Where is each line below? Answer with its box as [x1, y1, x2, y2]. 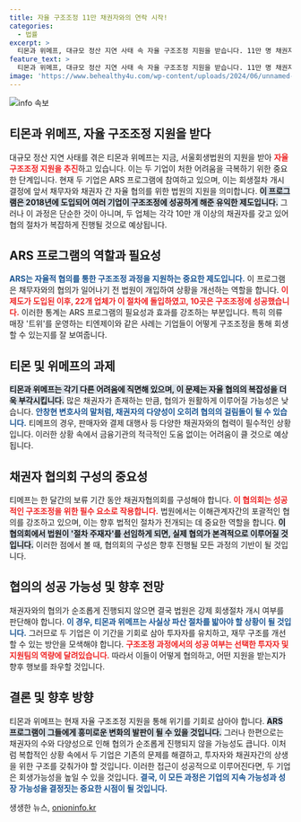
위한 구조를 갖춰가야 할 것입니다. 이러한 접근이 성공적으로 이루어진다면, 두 [18, 760, 275, 771]
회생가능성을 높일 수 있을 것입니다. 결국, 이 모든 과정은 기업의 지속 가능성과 [18, 772, 277, 782]
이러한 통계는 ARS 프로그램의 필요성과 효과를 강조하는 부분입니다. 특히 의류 [21, 307, 283, 318]
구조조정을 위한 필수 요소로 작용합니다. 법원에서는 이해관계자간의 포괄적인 [25, 506, 280, 517]
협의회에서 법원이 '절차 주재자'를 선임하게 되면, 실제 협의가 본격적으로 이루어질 [9, 528, 279, 539]
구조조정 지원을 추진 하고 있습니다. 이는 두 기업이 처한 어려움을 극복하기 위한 [9, 163, 271, 173]
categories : [9, 22, 54, 31]
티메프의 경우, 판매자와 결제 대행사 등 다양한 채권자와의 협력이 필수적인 [28, 418, 275, 429]
